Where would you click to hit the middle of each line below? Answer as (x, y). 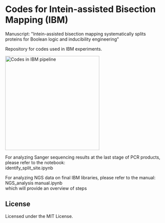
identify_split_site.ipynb (29, 168)
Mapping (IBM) (37, 20)
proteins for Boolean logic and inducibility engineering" (62, 39)
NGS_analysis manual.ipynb (34, 183)
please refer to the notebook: (35, 162)
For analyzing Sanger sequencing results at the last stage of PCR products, (83, 157)
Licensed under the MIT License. (39, 216)
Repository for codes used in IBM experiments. (54, 49)
